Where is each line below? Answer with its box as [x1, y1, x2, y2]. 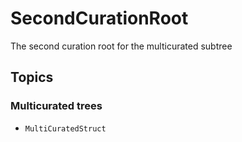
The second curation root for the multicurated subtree [10, 40, 233, 52]
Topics [10, 69, 54, 86]
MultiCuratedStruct [24, 123, 107, 134]
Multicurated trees [10, 99, 103, 113]
